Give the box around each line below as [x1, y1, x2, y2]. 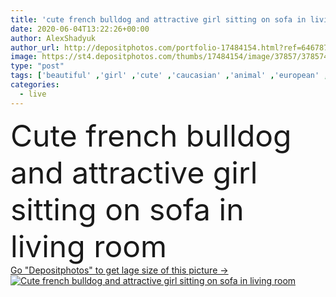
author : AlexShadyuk [10, 33, 97, 43]
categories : [10, 80, 60, 90]
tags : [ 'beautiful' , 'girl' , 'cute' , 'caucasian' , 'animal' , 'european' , [10, 71, 329, 81]
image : [10, 52, 38, 62]
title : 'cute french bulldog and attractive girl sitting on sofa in [10, 14, 307, 25]
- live [19, 89, 47, 99]
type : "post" [10, 61, 65, 71]
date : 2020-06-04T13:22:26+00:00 [10, 24, 150, 34]
